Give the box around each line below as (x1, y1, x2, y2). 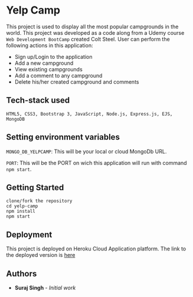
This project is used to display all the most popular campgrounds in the (6, 23, 179, 30)
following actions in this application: (6, 42, 93, 49)
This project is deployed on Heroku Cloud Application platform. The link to (6, 245, 187, 252)
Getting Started (6, 182, 64, 192)
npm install (6, 209, 35, 214)
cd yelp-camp (6, 203, 38, 209)
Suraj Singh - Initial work (14, 284, 76, 291)
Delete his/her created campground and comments (14, 78, 139, 85)
